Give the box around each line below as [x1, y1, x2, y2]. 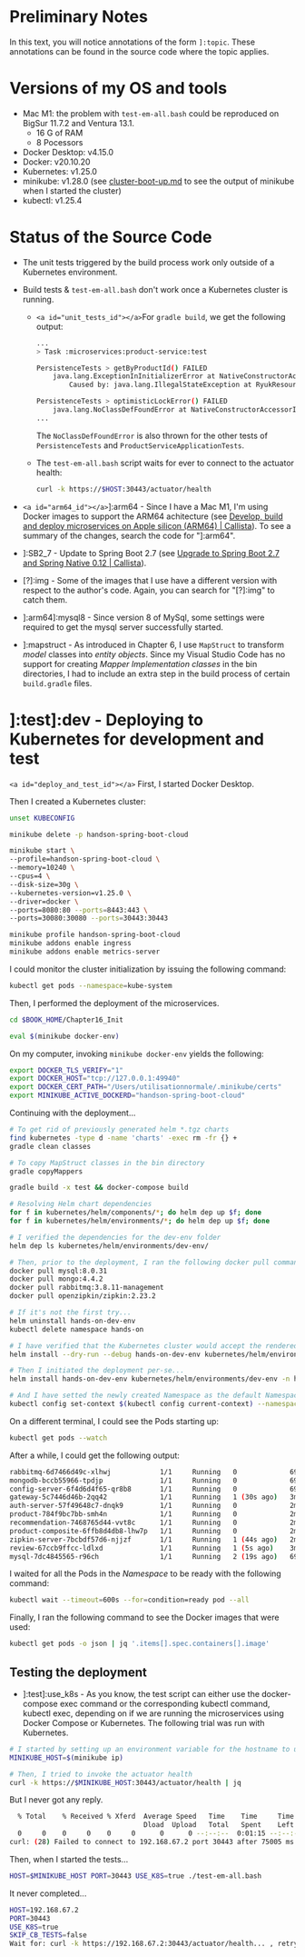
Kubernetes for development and [9, 729, 265, 749]
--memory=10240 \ [9, 864, 75, 873]
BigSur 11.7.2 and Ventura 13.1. [22, 117, 134, 128]
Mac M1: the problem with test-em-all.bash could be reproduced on [22, 107, 280, 119]
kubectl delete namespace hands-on [9, 1324, 144, 1333]
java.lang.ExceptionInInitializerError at [53, 372, 216, 381]
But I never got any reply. [9, 1794, 103, 1805]
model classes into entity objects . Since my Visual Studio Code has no [22, 648, 286, 660]
